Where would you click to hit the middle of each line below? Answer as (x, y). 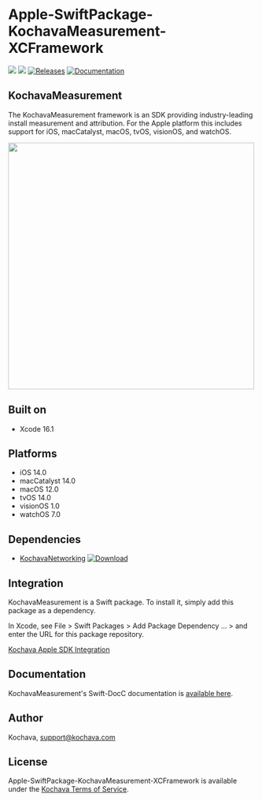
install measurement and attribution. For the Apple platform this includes (125, 123)
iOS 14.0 (33, 473)
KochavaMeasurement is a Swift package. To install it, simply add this (121, 602)
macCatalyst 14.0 (48, 481)
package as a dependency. (52, 610)
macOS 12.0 (39, 489)
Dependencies (44, 539)
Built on (28, 410)
